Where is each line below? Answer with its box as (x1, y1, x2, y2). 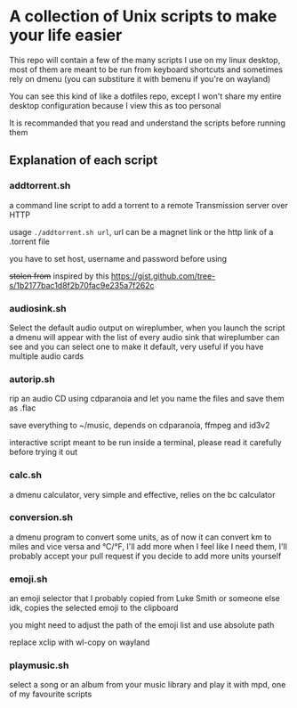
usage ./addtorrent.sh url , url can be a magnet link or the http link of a (9, 226, 274, 237)
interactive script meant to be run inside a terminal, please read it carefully (9, 437, 282, 448)
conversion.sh (9, 511, 74, 524)
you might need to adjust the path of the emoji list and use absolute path (9, 620, 275, 631)
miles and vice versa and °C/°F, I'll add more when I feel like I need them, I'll (9, 541, 287, 551)
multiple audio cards (9, 350, 84, 362)
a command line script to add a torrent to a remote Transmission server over (9, 199, 289, 210)
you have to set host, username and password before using (9, 253, 228, 264)
